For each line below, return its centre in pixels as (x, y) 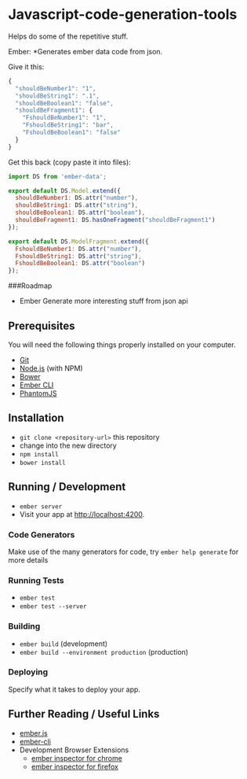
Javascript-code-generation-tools (123, 15)
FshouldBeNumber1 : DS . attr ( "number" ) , (79, 249)
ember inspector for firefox (75, 766)
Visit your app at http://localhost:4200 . (82, 514)
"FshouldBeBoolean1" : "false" (72, 133)
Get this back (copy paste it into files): (69, 162)
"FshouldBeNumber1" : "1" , (65, 118)
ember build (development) (64, 644)
